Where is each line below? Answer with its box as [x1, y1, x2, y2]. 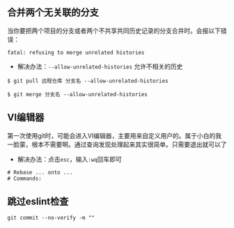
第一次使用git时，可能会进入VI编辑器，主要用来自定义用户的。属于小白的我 [7, 131, 221, 139]
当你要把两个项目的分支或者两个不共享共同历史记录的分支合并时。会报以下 [7, 26, 221, 35]
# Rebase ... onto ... [7, 169, 73, 176]
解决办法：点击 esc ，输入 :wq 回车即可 [17, 155, 122, 163]
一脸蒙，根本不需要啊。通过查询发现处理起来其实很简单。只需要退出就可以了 [7, 140, 227, 149]
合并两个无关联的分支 [7, 6, 99, 19]
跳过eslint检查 [7, 196, 69, 208]
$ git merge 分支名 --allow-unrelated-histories [7, 91, 148, 98]
